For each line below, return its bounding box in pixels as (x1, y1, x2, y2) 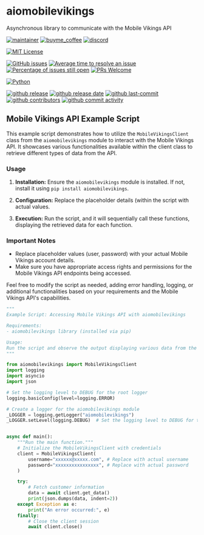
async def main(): (6, 433, 53, 440)
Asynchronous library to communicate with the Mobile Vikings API (6, 24, 172, 32)
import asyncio (6, 373, 45, 379)
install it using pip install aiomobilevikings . (15, 185, 129, 192)
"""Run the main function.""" (17, 440, 94, 446)
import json (6, 379, 36, 385)
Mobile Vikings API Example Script (6, 114, 140, 124)
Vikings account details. (15, 257, 75, 264)
